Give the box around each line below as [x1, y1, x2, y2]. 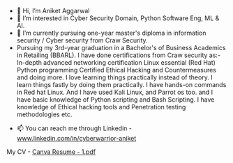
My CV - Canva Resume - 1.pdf [6, 148, 96, 156]
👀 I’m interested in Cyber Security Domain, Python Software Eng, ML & [16, 14, 220, 22]
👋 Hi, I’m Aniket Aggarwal [16, 7, 90, 15]
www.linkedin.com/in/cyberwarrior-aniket [16, 134, 137, 142]
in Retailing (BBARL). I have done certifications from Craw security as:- [16, 51, 221, 59]
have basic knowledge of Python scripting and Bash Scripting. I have [16, 95, 215, 104]
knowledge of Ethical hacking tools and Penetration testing [16, 103, 186, 111]
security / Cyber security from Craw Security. [16, 36, 148, 45]
